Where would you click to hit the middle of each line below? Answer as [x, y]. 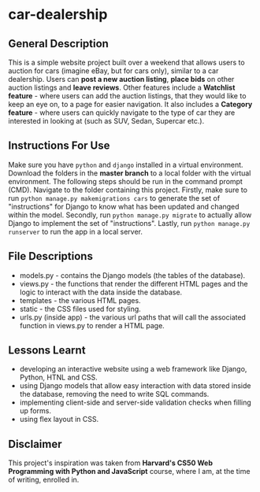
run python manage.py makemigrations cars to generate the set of [114, 198]
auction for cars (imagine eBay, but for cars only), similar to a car [113, 71]
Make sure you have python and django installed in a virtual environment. [126, 165]
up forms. [35, 411]
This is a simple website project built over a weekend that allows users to [127, 62]
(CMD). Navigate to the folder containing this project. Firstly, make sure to [128, 190]
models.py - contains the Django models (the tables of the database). [132, 275]
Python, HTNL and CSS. [59, 377]
